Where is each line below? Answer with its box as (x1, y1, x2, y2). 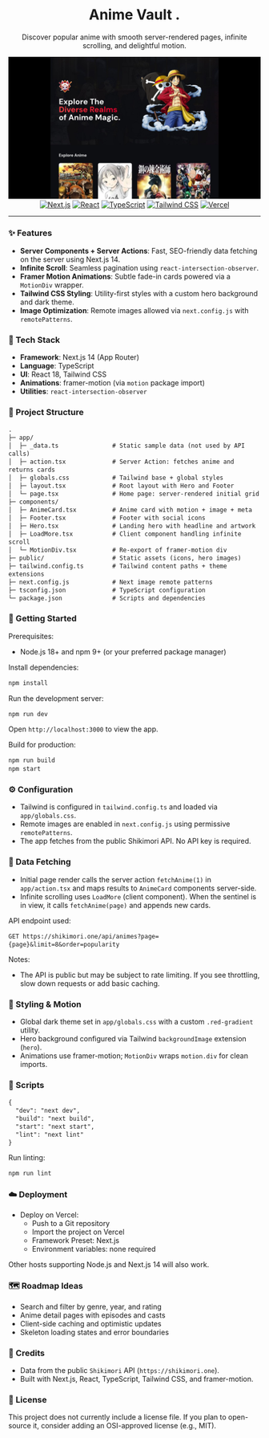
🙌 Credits (8, 1347, 46, 1359)
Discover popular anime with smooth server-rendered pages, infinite (21, 32, 248, 42)
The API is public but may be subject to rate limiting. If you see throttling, (19, 970, 260, 980)
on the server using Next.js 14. (19, 255, 121, 264)
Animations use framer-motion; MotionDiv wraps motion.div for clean (19, 1051, 248, 1061)
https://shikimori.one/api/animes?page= (22, 932, 159, 940)
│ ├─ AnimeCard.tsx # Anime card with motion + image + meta (8, 506, 252, 515)
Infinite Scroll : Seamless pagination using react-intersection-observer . (19, 263, 259, 272)
